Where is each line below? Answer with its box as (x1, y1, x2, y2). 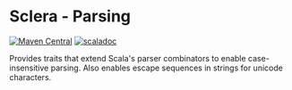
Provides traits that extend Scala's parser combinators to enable (9, 53, 246, 63)
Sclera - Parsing (9, 6, 132, 27)
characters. (9, 71, 52, 82)
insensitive (9, 62, 49, 73)
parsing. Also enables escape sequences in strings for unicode (50, 62, 284, 73)
